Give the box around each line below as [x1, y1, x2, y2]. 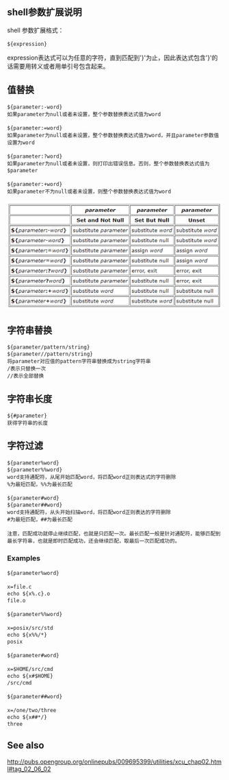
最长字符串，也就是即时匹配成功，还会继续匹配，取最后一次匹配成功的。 [7, 537, 180, 544]
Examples [7, 553, 41, 563]
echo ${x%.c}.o [7, 591, 51, 598]
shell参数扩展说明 [7, 6, 82, 19]
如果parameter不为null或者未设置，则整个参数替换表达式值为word [7, 188, 172, 195]
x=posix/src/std [7, 625, 53, 632]
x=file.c [7, 584, 32, 591]
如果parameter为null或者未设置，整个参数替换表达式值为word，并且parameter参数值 [7, 132, 219, 139]
